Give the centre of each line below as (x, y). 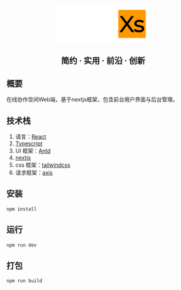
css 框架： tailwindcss (43, 165)
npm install (21, 209)
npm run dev (21, 245)
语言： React (31, 137)
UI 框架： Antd (33, 151)
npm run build (25, 281)
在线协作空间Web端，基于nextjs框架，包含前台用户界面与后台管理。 (92, 99)
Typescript (29, 143)
